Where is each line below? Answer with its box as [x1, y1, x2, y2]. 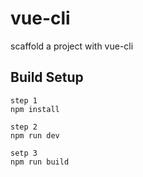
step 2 [10, 122, 38, 132]
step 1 [10, 95, 38, 106]
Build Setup [10, 69, 84, 86]
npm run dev [10, 130, 60, 141]
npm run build [10, 157, 70, 167]
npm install [10, 104, 60, 114]
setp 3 [10, 148, 38, 158]
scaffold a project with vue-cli [10, 40, 134, 52]
